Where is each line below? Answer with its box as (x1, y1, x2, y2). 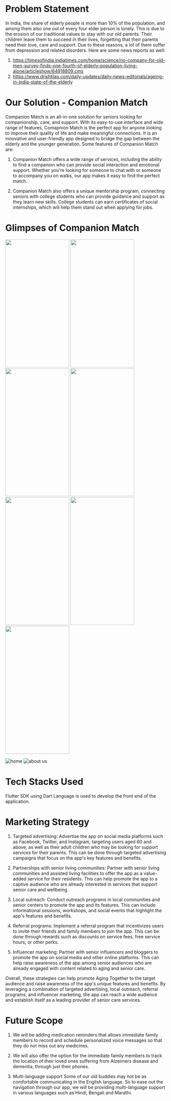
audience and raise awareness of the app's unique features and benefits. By (5, 980, 166, 986)
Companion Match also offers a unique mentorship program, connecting (12, 188, 165, 194)
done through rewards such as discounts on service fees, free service (12, 933, 161, 939)
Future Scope (5, 1015, 63, 1026)
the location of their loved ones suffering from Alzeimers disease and (12, 1058, 158, 1064)
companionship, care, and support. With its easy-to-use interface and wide (5, 119, 163, 125)
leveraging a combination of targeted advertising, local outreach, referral (5, 986, 158, 992)
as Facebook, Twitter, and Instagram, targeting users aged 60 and (12, 839, 152, 845)
